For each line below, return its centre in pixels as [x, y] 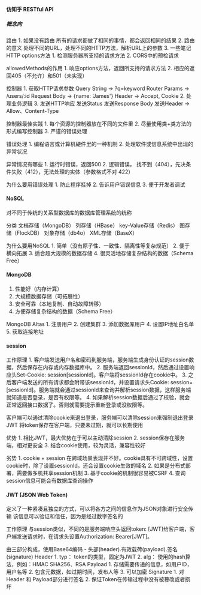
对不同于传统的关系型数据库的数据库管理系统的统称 [69, 213]
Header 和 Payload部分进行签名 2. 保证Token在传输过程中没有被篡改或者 [96, 579]
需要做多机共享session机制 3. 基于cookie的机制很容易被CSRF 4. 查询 [101, 473]
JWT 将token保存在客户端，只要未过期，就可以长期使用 [75, 425]
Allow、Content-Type [33, 110]
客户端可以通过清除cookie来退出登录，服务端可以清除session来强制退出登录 [100, 418]
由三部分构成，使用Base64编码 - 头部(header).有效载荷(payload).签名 [92, 549]
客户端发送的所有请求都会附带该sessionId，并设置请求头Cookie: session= [102, 382]
